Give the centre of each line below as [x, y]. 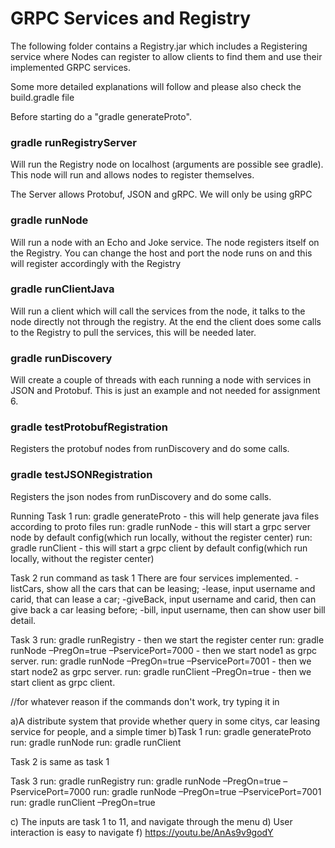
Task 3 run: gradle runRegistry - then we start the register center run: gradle [167, 639]
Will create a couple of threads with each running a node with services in [161, 380]
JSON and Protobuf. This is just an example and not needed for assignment [165, 391]
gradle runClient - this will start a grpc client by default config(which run [159, 548]
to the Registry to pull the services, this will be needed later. [133, 332]
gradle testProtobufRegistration [89, 427]
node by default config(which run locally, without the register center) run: [161, 537]
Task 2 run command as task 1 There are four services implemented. [151, 578]
